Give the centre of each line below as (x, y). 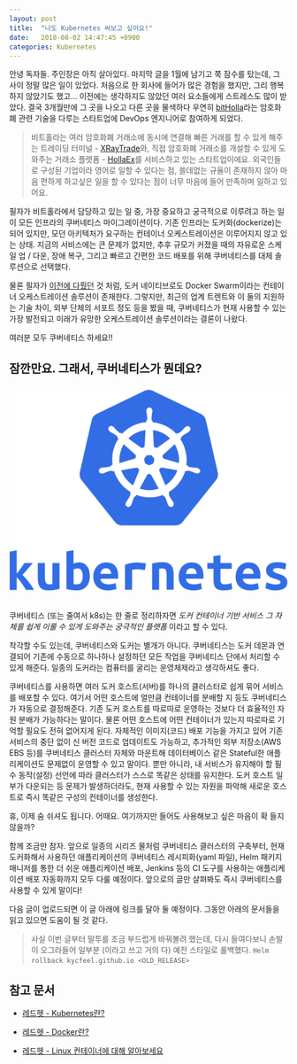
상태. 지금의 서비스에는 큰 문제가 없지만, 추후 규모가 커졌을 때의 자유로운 (142, 245)
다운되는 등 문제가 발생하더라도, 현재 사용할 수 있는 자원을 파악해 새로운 (148, 786)
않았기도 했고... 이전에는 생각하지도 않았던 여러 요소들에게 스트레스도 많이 (152, 97)
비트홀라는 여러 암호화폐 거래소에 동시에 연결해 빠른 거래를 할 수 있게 (148, 137)
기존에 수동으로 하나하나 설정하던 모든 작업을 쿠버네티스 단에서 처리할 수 (156, 656)
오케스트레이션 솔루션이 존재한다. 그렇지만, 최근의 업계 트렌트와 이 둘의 (140, 297)
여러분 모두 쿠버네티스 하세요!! (61, 338)
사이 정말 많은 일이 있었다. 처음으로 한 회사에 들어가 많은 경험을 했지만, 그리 (138, 85)
